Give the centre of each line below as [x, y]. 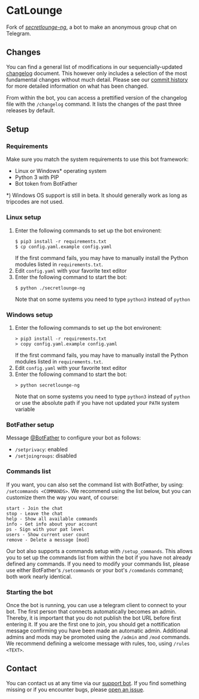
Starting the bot [30, 592]
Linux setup [24, 217]
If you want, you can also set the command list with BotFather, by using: [95, 485]
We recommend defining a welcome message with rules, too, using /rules [98, 643]
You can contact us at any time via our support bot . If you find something [97, 683]
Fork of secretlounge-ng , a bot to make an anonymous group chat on [91, 27]
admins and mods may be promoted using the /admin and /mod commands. [98, 637]
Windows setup [30, 315]
